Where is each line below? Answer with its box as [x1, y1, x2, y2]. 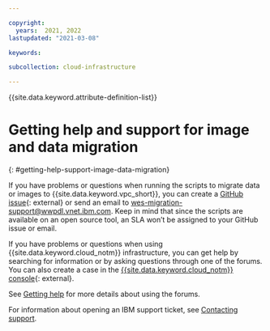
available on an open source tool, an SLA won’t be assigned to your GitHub [8, 215, 259, 225]
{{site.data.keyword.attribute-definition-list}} [8, 92, 158, 102]
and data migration [8, 138, 139, 156]
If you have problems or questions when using [8, 240, 164, 249]
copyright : [8, 19, 45, 27]
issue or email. [8, 223, 58, 233]
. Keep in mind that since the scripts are [110, 206, 243, 216]
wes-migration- [131, 197, 183, 207]
